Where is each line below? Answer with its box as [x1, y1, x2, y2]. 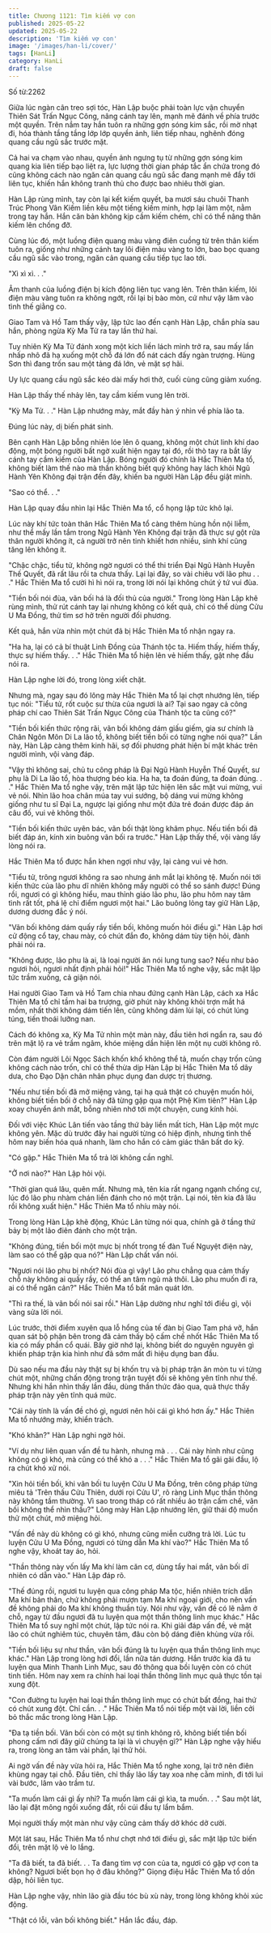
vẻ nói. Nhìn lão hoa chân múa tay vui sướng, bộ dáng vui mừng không [8, 791, 243, 800]
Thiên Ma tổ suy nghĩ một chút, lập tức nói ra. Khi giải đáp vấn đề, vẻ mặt [8, 1620, 252, 1630]
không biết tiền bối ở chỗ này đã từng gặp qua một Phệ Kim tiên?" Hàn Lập [8, 1095, 257, 1105]
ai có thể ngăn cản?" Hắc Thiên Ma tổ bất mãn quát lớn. [8, 1282, 194, 1292]
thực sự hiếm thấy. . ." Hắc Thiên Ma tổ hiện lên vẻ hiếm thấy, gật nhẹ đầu [8, 650, 254, 660]
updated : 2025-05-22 [8, 27, 78, 35]
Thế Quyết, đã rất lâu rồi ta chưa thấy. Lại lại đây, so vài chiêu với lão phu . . [8, 569, 260, 578]
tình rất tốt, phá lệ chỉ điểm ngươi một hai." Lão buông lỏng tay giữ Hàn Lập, [8, 898, 260, 907]
